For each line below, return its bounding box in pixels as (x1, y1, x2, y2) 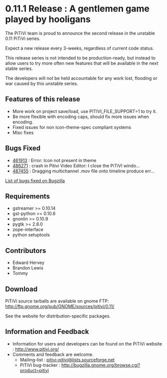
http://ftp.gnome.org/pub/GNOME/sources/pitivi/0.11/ (5, 303, 114, 309)
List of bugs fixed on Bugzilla (5, 177, 65, 183)
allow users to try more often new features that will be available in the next (5, 60, 158, 66)
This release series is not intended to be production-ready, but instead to (5, 54, 156, 60)
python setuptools (12, 232, 50, 238)
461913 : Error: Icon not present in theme (12, 157, 96, 163)
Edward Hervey (12, 259, 45, 265)
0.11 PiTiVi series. (5, 35, 41, 41)
